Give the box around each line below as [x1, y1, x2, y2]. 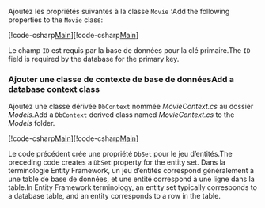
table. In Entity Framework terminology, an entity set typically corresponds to [8, 183, 257, 192]
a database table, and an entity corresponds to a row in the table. [8, 191, 221, 201]
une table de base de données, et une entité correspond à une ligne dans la [8, 174, 255, 184]
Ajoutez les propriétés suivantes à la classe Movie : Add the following [8, 7, 230, 16]
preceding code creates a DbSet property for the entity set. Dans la [8, 157, 225, 167]
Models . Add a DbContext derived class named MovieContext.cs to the [8, 110, 235, 119]
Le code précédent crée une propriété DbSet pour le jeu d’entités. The [8, 149, 233, 159]
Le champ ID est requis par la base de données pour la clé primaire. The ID [8, 46, 251, 55]
